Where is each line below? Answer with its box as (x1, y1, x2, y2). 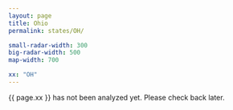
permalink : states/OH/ (8, 26, 84, 35)
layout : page (8, 11, 52, 20)
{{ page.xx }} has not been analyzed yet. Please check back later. (8, 92, 225, 102)
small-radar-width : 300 (8, 41, 88, 49)
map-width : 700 (8, 56, 59, 64)
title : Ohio (8, 19, 48, 27)
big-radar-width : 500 (8, 49, 81, 57)
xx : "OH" (8, 71, 38, 79)
